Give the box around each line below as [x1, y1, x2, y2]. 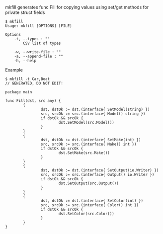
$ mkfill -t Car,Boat [5, 77, 50, 81]
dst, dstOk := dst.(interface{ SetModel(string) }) [40, 107, 150, 112]
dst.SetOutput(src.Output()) [58, 181, 119, 186]
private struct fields [5, 9, 45, 15]
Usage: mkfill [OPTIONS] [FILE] [5, 23, 72, 28]
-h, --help [14, 58, 37, 63]
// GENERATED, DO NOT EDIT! [5, 81, 64, 86]
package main [5, 89, 32, 94]
